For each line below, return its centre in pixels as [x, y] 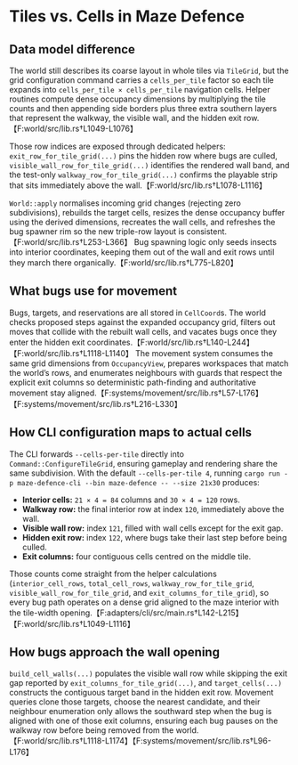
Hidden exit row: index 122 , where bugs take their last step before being [154, 537]
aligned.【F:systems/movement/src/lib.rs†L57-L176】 [165, 393]
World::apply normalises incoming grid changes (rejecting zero [125, 203]
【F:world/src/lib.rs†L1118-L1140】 [71, 353]
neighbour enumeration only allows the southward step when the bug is [141, 712]
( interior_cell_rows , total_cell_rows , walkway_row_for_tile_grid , [132, 583]
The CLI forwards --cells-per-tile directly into [97, 454]
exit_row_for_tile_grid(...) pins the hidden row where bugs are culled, [144, 156]
